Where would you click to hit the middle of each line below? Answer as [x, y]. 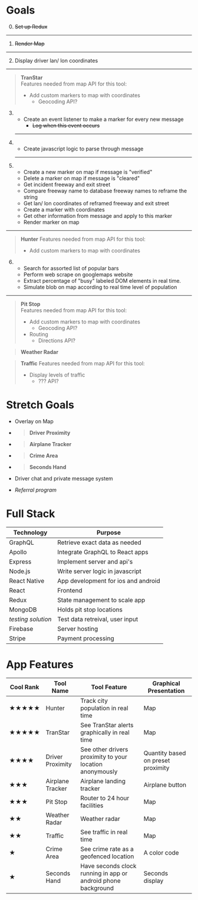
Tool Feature [109, 687]
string [31, 197]
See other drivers [104, 749]
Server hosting [78, 629]
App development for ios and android [109, 581]
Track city [94, 701]
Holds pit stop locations [90, 610]
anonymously [99, 771]
